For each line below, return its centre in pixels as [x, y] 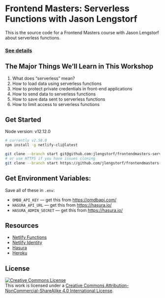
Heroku [20, 253]
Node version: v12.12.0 [28, 132]
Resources [22, 226]
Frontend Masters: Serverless [67, 9]
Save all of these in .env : [30, 190]
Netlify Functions [29, 237]
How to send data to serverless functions [54, 94]
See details [19, 51]
